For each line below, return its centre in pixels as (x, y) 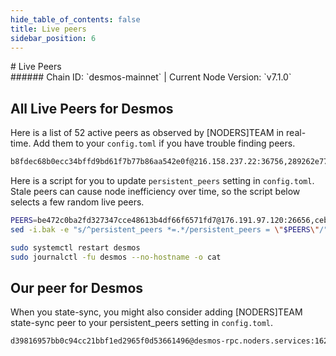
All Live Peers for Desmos (92, 108)
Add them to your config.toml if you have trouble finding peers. (164, 143)
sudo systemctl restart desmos (75, 247)
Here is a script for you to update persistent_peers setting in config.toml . (162, 181)
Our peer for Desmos (77, 287)
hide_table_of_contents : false (75, 19)
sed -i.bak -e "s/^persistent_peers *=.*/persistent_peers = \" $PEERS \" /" (169, 229)
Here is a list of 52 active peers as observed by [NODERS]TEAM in (147, 133)
